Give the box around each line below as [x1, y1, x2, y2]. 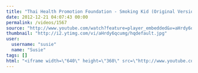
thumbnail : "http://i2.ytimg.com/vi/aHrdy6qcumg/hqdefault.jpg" [6, 31, 167, 36]
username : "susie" [11, 42, 57, 48]
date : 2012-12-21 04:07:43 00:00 [6, 14, 88, 20]
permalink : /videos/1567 [6, 19, 67, 25]
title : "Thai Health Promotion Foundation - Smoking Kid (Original [6, 8, 176, 15]
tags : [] [6, 52, 28, 58]
